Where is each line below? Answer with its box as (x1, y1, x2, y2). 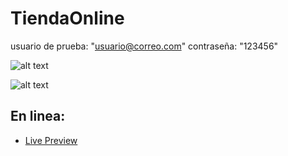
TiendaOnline (10, 7, 125, 30)
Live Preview (24, 134, 78, 146)
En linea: (10, 108, 66, 125)
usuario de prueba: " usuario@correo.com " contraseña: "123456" (10, 40, 279, 52)
